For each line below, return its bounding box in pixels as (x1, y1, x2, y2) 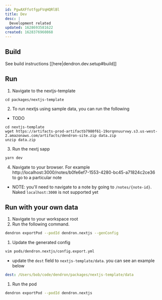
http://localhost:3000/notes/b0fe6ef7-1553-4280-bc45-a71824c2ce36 (12, 169, 156, 175)
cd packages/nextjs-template (5, 97, 64, 102)
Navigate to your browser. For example (12, 164, 90, 170)
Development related (9, 20, 51, 26)
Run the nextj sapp (12, 146, 50, 151)
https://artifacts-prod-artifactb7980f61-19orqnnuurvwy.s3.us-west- (16, 129, 158, 134)
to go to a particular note (12, 174, 62, 180)
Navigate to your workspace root (12, 216, 78, 222)
